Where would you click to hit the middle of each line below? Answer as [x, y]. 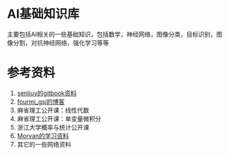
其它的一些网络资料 [44, 144]
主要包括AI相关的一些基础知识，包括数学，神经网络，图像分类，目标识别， [112, 34]
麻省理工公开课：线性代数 [53, 110]
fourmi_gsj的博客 [41, 101]
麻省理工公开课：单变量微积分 [59, 118]
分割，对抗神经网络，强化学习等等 [61, 42]
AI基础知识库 [43, 14]
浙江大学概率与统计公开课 [53, 127]
